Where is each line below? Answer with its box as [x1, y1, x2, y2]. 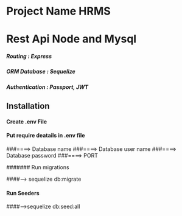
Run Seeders [6, 189, 40, 197]
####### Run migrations [6, 163, 69, 171]
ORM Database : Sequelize [6, 68, 75, 75]
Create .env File [6, 117, 47, 125]
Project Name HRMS [6, 4, 111, 18]
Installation [6, 101, 50, 111]
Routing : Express [6, 52, 52, 60]
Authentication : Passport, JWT [6, 83, 89, 91]
